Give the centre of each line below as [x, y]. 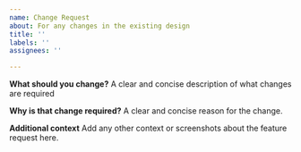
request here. [34, 138]
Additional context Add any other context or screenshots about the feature [148, 128]
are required [32, 94]
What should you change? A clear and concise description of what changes [150, 84]
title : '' [28, 34]
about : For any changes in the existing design [100, 26]
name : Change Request [50, 17]
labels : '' [30, 42]
